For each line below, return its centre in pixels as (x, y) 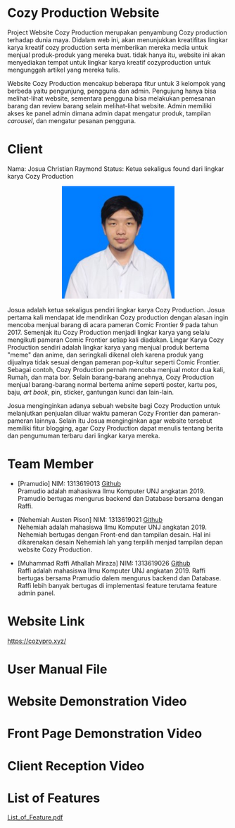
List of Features (54, 798)
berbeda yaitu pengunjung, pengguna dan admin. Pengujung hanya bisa (112, 91)
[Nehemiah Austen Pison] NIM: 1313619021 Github (90, 519)
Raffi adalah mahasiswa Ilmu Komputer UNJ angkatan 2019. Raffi (112, 571)
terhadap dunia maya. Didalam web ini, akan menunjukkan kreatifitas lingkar (118, 39)
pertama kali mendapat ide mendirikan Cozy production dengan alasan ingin (118, 317)
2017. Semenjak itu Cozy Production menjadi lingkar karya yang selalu (108, 332)
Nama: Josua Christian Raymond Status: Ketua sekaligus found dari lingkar (116, 168)
